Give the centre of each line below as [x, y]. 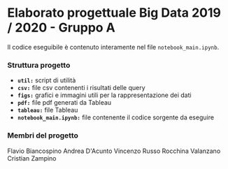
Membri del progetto [43, 135]
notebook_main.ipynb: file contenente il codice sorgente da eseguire [116, 117]
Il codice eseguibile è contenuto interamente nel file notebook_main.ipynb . [113, 47]
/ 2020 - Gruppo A [61, 28]
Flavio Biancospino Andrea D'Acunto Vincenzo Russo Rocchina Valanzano [114, 151]
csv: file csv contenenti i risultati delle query [81, 88]
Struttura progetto [39, 65]
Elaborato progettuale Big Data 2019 [114, 13]
